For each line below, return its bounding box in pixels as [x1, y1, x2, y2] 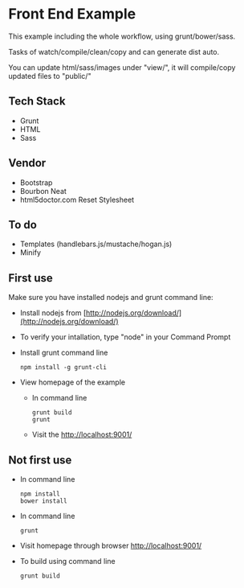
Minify [19, 248, 42, 257]
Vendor [8, 156, 47, 170]
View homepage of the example [19, 377, 126, 387]
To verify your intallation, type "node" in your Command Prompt [19, 332, 231, 342]
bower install [19, 497, 67, 505]
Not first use [8, 453, 72, 467]
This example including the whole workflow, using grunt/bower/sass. [8, 31, 236, 41]
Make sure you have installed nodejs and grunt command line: [8, 293, 214, 302]
